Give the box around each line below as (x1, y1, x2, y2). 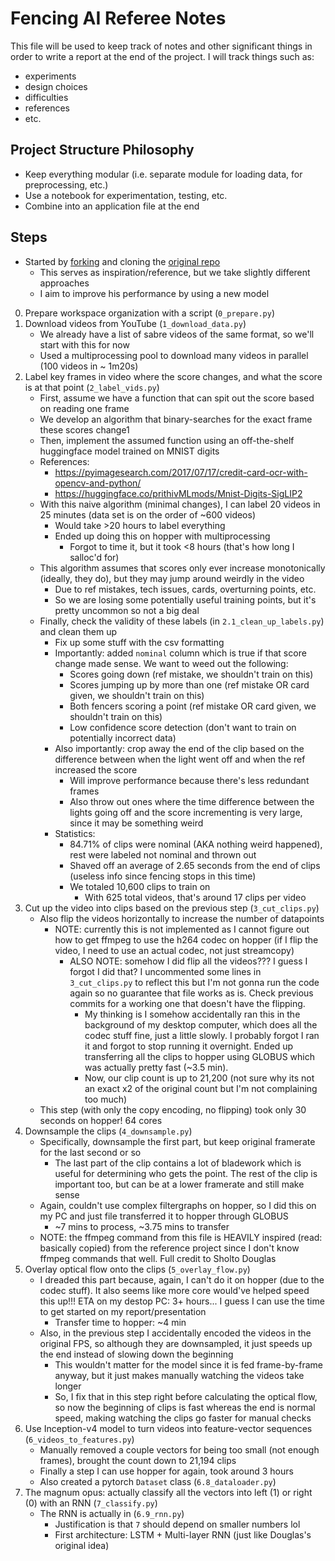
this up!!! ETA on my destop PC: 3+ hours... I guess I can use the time (39, 1295, 325, 1307)
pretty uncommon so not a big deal (54, 604, 200, 616)
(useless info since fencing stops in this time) (69, 870, 257, 882)
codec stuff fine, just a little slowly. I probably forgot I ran (84, 1029, 320, 1041)
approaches (39, 277, 90, 289)
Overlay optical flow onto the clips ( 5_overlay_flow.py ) (24, 1263, 251, 1275)
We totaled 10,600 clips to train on (69, 880, 211, 892)
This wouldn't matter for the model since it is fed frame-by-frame (54, 1358, 324, 1371)
